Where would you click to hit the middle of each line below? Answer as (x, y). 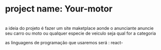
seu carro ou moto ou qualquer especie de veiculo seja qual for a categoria (80, 33)
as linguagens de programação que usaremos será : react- (64, 43)
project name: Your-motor (59, 9)
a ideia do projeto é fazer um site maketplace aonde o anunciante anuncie (79, 28)
